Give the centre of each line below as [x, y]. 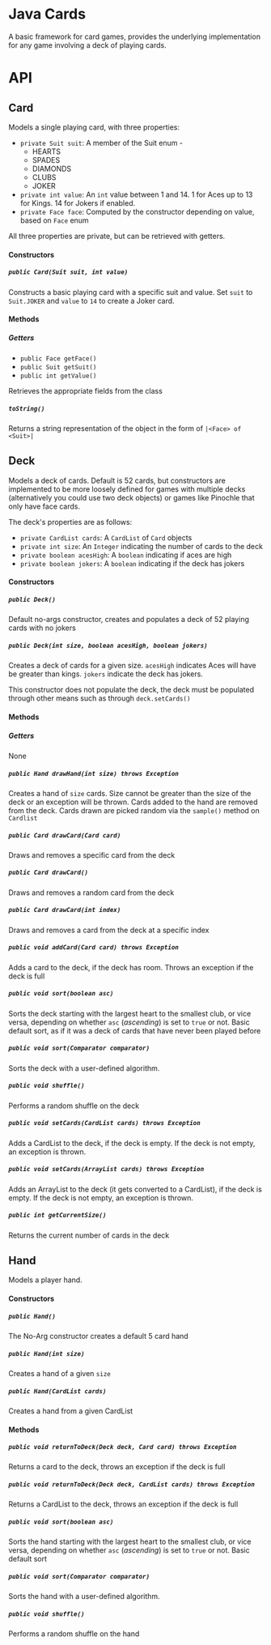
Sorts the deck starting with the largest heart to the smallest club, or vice [130, 1013]
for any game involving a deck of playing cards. [88, 45]
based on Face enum [54, 220]
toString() [27, 409]
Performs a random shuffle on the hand [74, 1634]
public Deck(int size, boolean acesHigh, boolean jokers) [108, 646]
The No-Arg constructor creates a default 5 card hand [98, 1336]
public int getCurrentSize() [57, 1216]
